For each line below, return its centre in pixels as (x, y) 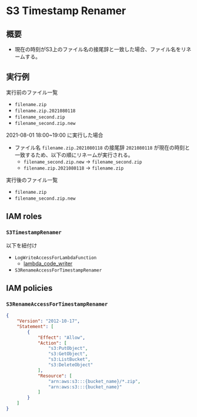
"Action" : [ (52, 343)
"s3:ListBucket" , (69, 360)
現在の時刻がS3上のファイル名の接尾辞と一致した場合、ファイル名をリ (100, 49)
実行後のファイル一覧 (32, 180)
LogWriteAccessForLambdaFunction (56, 257)
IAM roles (24, 216)
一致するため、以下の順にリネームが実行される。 (74, 155)
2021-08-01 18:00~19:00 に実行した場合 (55, 135)
